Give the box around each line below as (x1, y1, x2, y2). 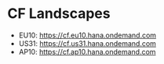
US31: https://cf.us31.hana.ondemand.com (18, 38, 156, 48)
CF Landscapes (7, 5, 111, 23)
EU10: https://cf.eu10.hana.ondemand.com (18, 30, 157, 40)
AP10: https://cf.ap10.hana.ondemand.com (18, 47, 156, 56)
